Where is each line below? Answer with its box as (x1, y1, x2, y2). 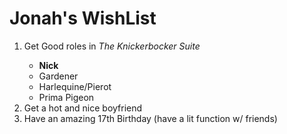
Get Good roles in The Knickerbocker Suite (23, 40, 201, 52)
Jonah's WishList (9, 7, 157, 30)
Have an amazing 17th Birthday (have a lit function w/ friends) (23, 112, 278, 124)
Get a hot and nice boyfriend (23, 102, 143, 114)
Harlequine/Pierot (38, 80, 112, 92)
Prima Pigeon (38, 91, 95, 103)
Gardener (38, 70, 79, 82)
